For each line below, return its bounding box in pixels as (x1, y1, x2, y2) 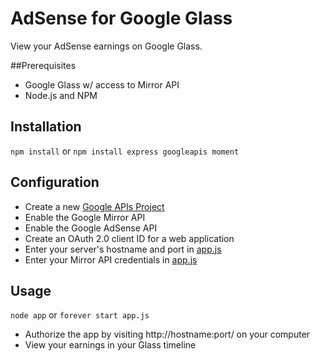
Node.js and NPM (24, 89, 98, 101)
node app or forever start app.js (10, 309, 150, 321)
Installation (10, 118, 82, 136)
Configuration (10, 174, 100, 191)
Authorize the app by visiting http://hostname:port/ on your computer (24, 328, 311, 341)
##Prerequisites (10, 59, 77, 71)
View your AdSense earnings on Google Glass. (10, 40, 203, 52)
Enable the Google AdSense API (24, 222, 158, 234)
